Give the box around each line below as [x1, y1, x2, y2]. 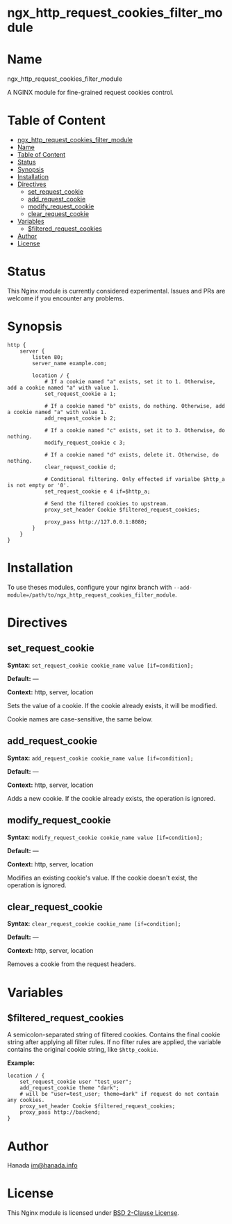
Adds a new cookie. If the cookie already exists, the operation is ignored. [7, 794, 216, 802]
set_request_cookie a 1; [44, 390, 117, 397]
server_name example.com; [32, 360, 108, 367]
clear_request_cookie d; [44, 464, 117, 471]
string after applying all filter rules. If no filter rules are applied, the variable [7, 1038, 222, 1046]
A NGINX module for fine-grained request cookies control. [7, 89, 174, 97]
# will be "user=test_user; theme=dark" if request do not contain [19, 1091, 219, 1098]
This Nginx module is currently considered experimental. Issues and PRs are [7, 287, 226, 295]
